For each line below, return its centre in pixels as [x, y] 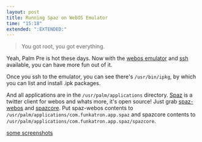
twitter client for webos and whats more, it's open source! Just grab [92, 102]
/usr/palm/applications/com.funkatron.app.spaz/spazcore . [81, 121]
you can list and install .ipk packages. [54, 83]
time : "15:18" [24, 23]
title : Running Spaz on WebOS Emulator [57, 18]
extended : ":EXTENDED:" [37, 29]
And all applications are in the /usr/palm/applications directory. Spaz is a [99, 95]
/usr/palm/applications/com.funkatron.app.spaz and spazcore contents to [101, 114]
